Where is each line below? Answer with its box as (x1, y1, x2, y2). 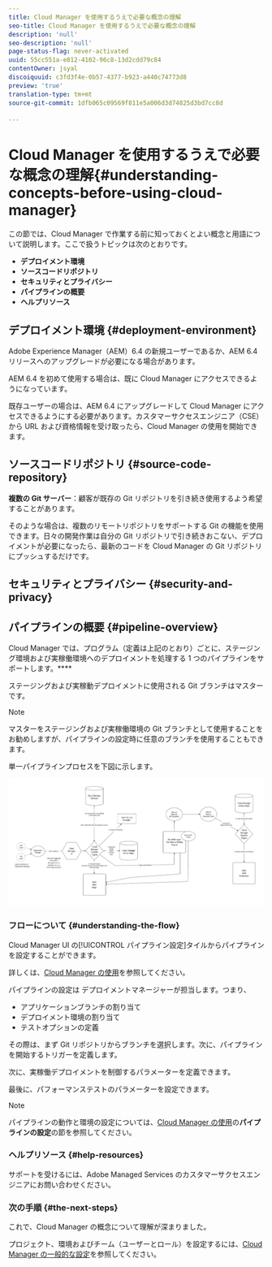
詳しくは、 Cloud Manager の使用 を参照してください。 (8, 967, 190, 977)
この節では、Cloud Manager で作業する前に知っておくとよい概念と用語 (8, 229, 247, 239)
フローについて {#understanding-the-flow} (8, 920, 180, 932)
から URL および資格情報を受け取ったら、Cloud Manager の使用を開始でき (8, 422, 258, 430)
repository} (8, 471, 67, 485)
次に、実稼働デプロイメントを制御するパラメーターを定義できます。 (8, 1066, 235, 1076)
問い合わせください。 (43, 1179, 115, 1189)
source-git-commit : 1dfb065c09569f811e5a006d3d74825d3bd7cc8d (8, 98, 223, 107)
